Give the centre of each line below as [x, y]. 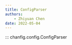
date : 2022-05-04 [23, 23]
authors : [14, 14]
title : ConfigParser [26, 10]
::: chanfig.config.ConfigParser [36, 37]
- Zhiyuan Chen [29, 19]
